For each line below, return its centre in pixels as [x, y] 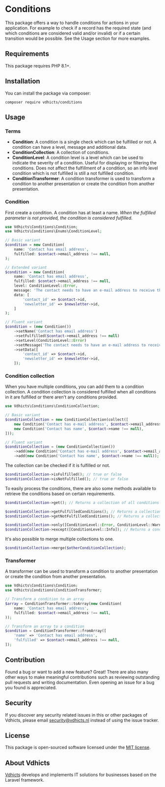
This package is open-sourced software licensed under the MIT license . [78, 748]
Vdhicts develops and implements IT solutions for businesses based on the [81, 775]
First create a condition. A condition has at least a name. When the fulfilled [81, 212]
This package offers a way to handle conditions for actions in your [72, 23]
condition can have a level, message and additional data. [69, 147]
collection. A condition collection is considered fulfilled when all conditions [81, 392]
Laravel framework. [25, 780]
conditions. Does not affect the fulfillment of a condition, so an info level [85, 168]
